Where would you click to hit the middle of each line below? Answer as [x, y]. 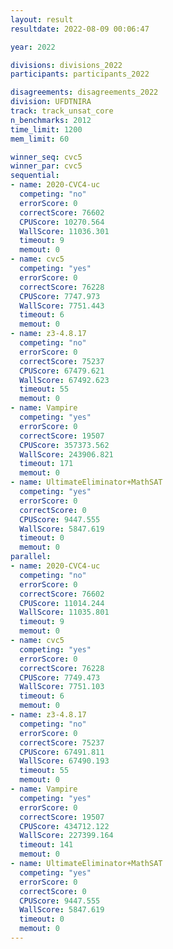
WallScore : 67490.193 [64, 761]
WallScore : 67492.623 [64, 380]
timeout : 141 [46, 845]
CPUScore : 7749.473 [60, 677]
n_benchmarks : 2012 [51, 120]
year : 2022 [33, 47]
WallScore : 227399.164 [66, 836]
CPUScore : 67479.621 [62, 371]
